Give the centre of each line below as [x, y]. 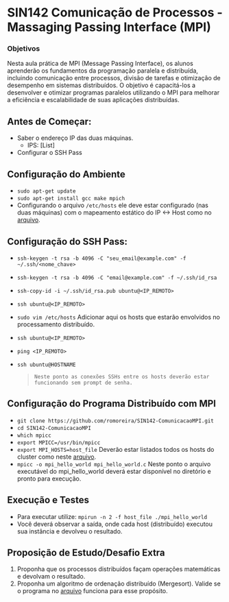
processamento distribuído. [56, 324]
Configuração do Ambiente [66, 174]
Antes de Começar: [49, 121]
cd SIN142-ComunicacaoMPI [54, 428]
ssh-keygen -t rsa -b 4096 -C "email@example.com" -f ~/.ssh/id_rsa [117, 278]
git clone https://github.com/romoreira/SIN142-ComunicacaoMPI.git [115, 421]
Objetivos [24, 49]
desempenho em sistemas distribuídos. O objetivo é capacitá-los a [101, 85]
